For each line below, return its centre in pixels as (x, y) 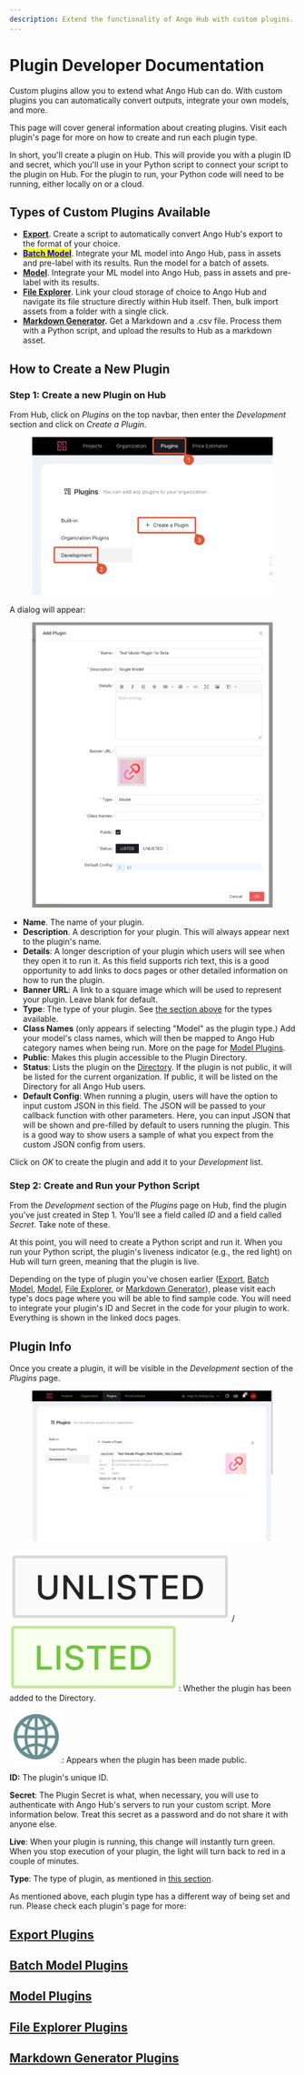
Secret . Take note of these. (60, 1225)
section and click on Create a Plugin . (78, 425)
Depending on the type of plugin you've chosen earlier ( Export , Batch (139, 1279)
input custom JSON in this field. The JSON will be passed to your (144, 1106)
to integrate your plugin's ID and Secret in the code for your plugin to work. (150, 1308)
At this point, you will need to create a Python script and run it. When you (146, 1242)
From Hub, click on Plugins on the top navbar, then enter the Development (148, 415)
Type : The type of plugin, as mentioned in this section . (112, 1879)
